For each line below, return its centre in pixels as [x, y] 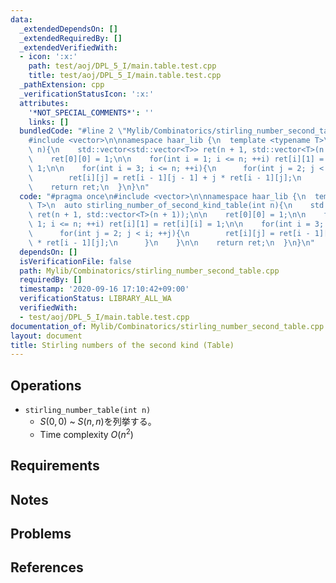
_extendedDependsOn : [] [68, 29]
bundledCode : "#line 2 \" [73, 131]
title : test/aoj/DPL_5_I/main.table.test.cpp [125, 76]
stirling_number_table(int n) [88, 411]
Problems [41, 533]
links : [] [49, 122]
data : [21, 19]
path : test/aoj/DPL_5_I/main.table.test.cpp [122, 66]
